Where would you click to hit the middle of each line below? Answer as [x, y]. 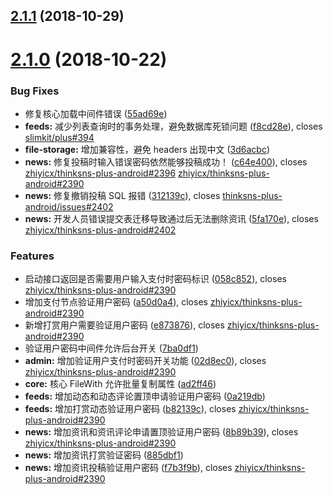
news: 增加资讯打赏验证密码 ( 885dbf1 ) [104, 455]
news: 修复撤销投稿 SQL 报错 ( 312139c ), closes [122, 195]
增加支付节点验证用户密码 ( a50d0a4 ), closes [116, 302]
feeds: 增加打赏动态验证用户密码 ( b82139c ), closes [130, 409]
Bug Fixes [35, 91]
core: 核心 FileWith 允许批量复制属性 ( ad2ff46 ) [120, 384]
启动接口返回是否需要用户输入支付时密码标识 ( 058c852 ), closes [155, 279]
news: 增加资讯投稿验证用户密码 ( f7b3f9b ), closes [128, 468]
